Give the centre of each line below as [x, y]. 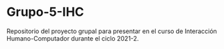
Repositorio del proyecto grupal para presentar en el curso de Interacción [112, 31]
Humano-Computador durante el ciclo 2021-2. [73, 38]
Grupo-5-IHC [45, 12]
